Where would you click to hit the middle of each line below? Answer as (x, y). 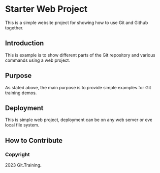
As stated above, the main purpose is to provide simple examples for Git (78, 87)
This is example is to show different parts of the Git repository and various (80, 55)
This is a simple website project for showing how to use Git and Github (77, 23)
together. (14, 27)
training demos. (21, 93)
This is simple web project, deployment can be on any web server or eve (79, 120)
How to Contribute (34, 140)
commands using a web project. (38, 60)
